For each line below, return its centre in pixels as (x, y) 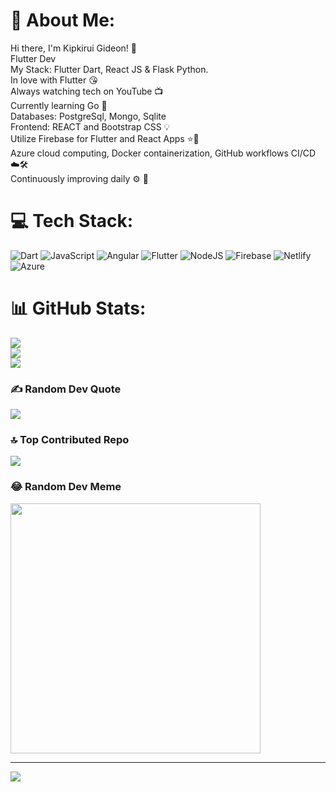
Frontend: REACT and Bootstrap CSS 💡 (90, 126)
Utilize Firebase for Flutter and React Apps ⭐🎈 (105, 138)
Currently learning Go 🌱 (59, 105)
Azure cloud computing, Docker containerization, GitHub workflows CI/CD (163, 153)
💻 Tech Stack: (72, 221)
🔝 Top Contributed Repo (70, 440)
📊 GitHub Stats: (78, 308)
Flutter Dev (33, 58)
